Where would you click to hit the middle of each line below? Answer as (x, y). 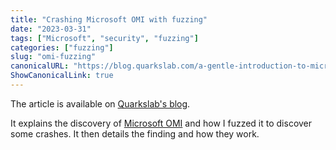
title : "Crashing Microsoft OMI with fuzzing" (109, 19)
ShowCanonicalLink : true (62, 76)
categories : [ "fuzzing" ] (62, 47)
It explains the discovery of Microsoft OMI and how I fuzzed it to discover (161, 123)
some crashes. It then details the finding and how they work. (135, 133)
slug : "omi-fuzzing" (53, 57)
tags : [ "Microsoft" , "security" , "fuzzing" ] (104, 38)
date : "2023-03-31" (51, 29)
